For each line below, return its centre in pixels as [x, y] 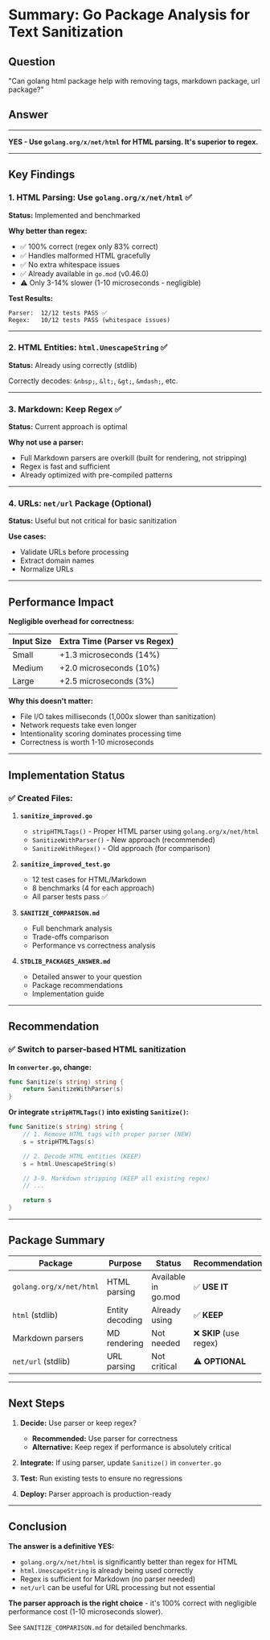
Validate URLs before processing [74, 552]
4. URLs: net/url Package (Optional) [80, 503]
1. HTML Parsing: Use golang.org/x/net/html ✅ [100, 197]
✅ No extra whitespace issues [70, 264]
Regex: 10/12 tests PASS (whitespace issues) [90, 320]
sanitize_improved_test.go [65, 864]
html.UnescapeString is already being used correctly [106, 1570]
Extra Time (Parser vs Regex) [117, 642]
